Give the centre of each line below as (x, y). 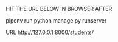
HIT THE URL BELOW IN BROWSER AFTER (59, 9)
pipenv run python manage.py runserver (56, 20)
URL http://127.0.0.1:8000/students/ (50, 32)
